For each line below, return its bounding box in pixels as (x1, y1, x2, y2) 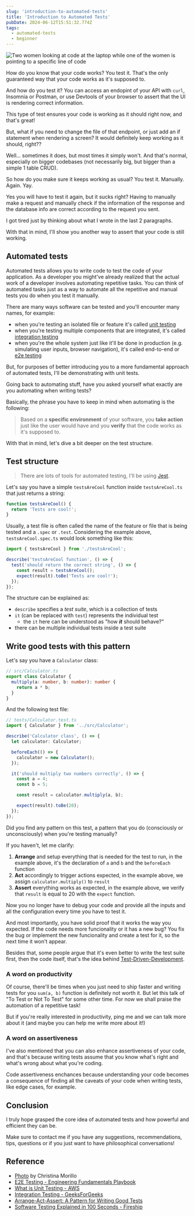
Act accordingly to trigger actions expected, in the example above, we (14, 871, 183, 879)
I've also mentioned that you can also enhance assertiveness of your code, (6, 1048, 186, 1055)
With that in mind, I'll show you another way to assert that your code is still (6, 229, 185, 235)
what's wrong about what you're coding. (6, 1060, 103, 1067)
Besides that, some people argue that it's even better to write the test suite (6, 949, 185, 956)
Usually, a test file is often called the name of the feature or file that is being (6, 522, 187, 529)
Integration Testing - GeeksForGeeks (14, 1191, 104, 1198)
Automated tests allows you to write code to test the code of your (6, 267, 163, 274)
